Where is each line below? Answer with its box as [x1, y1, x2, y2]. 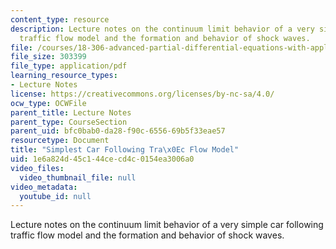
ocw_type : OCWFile [10, 98, 87, 108]
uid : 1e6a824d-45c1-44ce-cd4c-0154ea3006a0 [10, 154, 195, 164]
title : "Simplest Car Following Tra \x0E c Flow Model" [10, 145, 240, 155]
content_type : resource [10, 14, 110, 25]
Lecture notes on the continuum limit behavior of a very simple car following [10, 219, 324, 231]
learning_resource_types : [10, 71, 118, 81]
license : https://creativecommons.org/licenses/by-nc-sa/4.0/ [10, 89, 275, 99]
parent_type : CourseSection [10, 117, 128, 127]
